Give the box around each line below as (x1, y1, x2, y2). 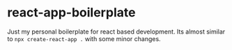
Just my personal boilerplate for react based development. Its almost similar (7, 27, 226, 36)
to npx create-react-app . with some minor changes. (7, 34, 162, 42)
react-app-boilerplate (7, 5, 136, 21)
